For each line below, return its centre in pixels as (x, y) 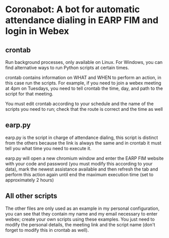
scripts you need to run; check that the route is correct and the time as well (84, 109)
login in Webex (37, 31)
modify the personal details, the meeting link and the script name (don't (80, 224)
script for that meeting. (29, 94)
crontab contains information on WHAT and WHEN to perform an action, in (83, 77)
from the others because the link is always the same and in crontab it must (83, 143)
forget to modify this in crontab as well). (47, 230)
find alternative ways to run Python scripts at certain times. (67, 68)
